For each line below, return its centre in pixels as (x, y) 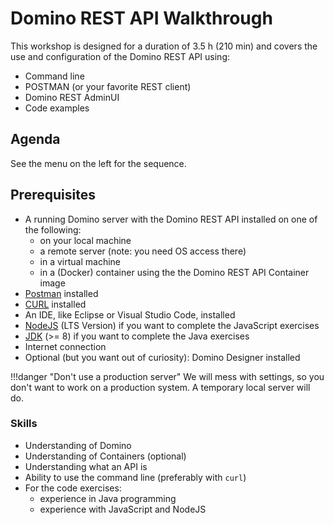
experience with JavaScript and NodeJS (123, 509)
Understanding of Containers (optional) (105, 456)
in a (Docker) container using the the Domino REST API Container (174, 272)
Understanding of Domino (78, 445)
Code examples (57, 108)
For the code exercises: (73, 488)
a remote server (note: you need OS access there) (143, 251)
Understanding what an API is (86, 466)
